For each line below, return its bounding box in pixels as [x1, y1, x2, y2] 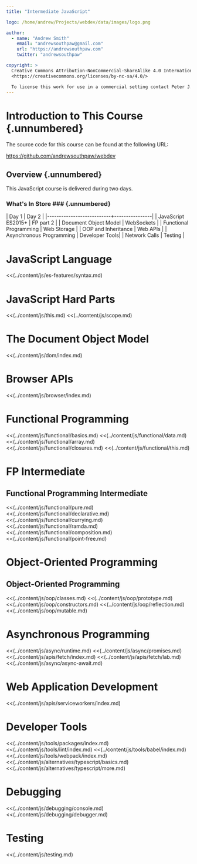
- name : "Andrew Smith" [11, 35, 69, 41]
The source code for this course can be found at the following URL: [6, 141, 169, 148]
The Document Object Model [6, 333, 150, 346]
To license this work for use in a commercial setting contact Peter [11, 83, 185, 90]
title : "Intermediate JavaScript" [6, 8, 91, 15]
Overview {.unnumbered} [6, 169, 103, 179]
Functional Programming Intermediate [6, 488, 148, 498]
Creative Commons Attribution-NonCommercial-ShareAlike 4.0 [11, 68, 161, 73]
